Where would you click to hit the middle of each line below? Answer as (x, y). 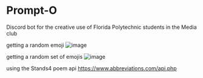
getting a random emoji (35, 45)
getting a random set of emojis (45, 56)
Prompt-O (32, 10)
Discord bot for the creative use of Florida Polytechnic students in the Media (101, 27)
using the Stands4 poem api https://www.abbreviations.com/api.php (92, 68)
